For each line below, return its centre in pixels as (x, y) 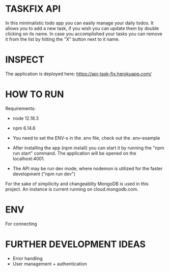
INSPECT (25, 60)
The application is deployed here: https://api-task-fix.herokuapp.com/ (78, 74)
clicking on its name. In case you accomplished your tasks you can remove (84, 34)
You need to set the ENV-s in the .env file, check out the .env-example (86, 138)
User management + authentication (50, 264)
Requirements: (20, 108)
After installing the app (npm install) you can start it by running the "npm (88, 147)
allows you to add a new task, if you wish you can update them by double (82, 28)
